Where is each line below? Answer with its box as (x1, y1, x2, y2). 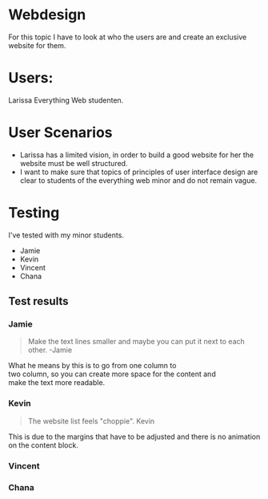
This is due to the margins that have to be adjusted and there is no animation (8, 432, 261, 441)
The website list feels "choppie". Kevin (27, 416, 155, 426)
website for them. (8, 40, 66, 50)
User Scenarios (8, 124, 114, 142)
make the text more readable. (8, 378, 106, 387)
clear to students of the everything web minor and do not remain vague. (19, 175, 258, 185)
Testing (8, 204, 60, 221)
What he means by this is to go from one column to (8, 361, 177, 371)
